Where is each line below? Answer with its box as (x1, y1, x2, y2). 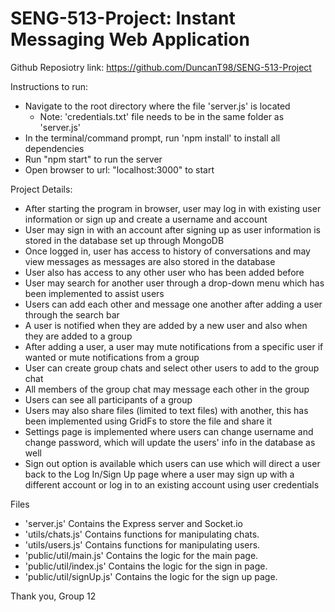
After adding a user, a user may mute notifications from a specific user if (24, 340, 324, 352)
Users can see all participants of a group (24, 393, 193, 406)
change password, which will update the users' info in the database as (24, 436, 316, 448)
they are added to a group (24, 330, 133, 342)
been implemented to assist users (24, 287, 165, 299)
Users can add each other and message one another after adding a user (24, 298, 323, 310)
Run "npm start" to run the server (24, 153, 163, 165)
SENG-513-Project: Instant (10, 7, 236, 30)
